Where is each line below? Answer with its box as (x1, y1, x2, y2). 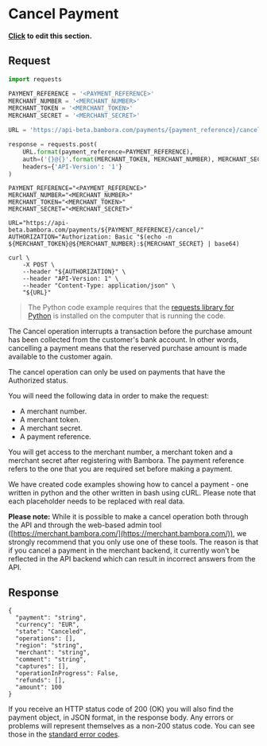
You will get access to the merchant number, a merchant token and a (8, 447, 233, 457)
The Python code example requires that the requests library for (27, 303, 234, 313)
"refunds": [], (15, 677, 66, 685)
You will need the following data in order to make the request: (8, 391, 209, 401)
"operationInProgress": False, (15, 670, 119, 678)
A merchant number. (19, 406, 87, 416)
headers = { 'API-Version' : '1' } (22, 162, 123, 171)
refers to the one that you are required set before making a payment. (8, 464, 233, 474)
